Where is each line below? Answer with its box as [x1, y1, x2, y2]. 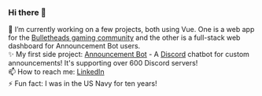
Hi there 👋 [8, 7, 47, 18]
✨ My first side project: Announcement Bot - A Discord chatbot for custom [8, 50, 250, 59]
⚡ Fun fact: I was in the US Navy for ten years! [8, 79, 157, 88]
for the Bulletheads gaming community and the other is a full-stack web [8, 33, 241, 42]
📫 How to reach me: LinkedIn [8, 67, 105, 76]
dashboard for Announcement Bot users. [8, 41, 141, 51]
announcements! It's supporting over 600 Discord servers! [8, 59, 198, 68]
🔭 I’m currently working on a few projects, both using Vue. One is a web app [8, 25, 255, 34]
